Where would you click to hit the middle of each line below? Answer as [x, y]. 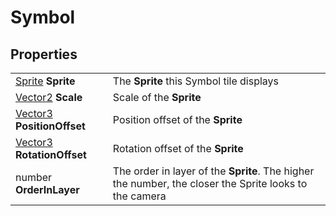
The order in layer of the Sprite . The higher [213, 171]
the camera [139, 196]
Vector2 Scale [49, 97]
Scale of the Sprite [157, 97]
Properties [44, 54]
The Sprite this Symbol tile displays [195, 81]
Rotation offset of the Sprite [178, 148]
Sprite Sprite [45, 81]
